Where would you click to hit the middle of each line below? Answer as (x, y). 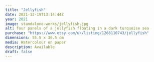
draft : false (19, 51)
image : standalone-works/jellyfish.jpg (47, 24)
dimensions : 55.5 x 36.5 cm (35, 38)
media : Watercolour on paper (36, 42)
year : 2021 (17, 19)
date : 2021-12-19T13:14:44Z (35, 14)
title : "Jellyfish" (26, 10)
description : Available (30, 47)
